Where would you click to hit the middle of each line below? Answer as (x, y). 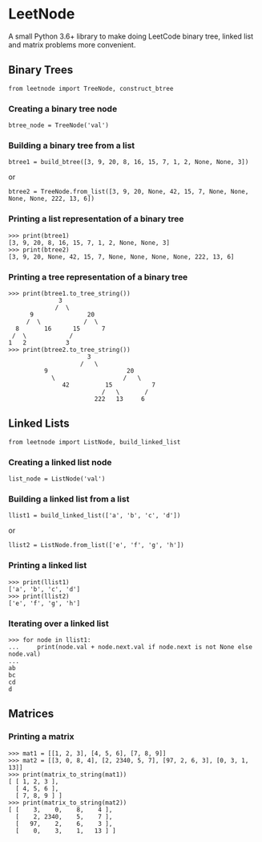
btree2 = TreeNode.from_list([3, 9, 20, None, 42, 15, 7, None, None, (129, 192)
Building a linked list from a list (69, 499)
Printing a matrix (41, 737)
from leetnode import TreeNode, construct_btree (91, 88)
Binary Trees (41, 70)
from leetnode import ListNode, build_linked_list (95, 442)
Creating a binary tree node (63, 108)
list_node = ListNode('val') (57, 479)
